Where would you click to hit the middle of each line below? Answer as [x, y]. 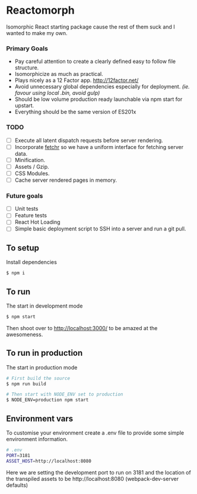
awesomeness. [25, 334]
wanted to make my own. [37, 33]
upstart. [24, 106]
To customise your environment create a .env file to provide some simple [95, 433]
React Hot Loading [37, 222]
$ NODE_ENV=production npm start [47, 400]
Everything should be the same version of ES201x [75, 112]
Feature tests [31, 216]
